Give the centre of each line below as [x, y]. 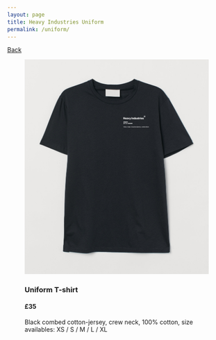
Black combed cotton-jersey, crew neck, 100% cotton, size [109, 322]
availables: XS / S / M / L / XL [66, 329]
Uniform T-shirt [51, 290]
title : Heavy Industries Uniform [56, 22]
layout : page [26, 15]
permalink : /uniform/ [39, 29]
